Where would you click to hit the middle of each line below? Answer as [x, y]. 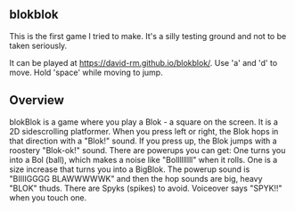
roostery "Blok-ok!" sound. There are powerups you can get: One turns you [147, 150]
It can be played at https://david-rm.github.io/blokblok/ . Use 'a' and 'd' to [143, 62]
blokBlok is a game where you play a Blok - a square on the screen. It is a [143, 122]
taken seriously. [38, 45]
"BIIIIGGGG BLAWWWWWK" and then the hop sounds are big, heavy [136, 178]
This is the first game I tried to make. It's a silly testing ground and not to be [148, 36]
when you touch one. [48, 197]
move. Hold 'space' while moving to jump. [86, 72]
